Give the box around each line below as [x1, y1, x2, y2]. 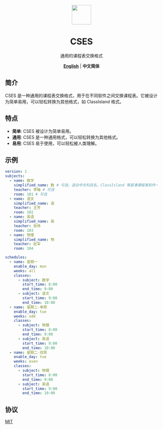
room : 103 [14, 228, 34, 233]
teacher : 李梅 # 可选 [14, 187, 55, 192]
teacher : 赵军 [14, 242, 41, 246]
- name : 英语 [9, 214, 34, 220]
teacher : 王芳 [14, 205, 41, 210]
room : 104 [14, 246, 34, 251]
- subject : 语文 [17, 291, 49, 296]
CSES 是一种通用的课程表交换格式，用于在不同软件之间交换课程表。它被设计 [5, 93, 158, 98]
